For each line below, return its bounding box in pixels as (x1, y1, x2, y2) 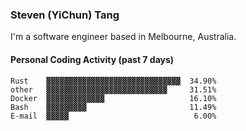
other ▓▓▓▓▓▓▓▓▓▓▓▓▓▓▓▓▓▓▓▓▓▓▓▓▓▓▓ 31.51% (10, 84, 217, 95)
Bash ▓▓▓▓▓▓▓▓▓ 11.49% (10, 102, 217, 112)
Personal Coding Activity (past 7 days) (10, 53, 175, 65)
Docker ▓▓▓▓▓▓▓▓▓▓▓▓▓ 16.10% (10, 93, 217, 103)
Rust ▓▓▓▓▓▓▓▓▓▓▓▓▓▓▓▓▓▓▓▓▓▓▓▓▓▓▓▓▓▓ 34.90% (10, 76, 217, 86)
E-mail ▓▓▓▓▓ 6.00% (10, 111, 217, 121)
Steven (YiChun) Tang (10, 8, 120, 22)
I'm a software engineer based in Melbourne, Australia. (10, 31, 237, 43)
